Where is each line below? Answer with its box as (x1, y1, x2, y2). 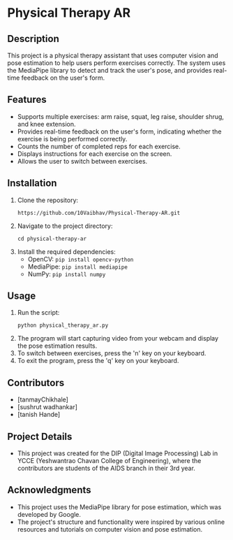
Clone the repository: (17, 196, 79, 204)
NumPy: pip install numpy (27, 269, 106, 278)
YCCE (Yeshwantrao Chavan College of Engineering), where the (17, 457, 202, 465)
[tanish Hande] (17, 411, 61, 419)
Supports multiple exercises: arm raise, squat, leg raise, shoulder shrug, (17, 112, 225, 120)
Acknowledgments (7, 484, 92, 496)
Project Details (7, 430, 73, 442)
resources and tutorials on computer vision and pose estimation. (17, 525, 203, 533)
